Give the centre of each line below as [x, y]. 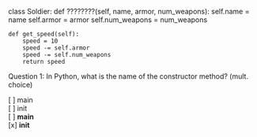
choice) [21, 85]
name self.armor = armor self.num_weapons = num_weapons [108, 20]
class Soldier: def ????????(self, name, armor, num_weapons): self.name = [129, 11]
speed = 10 [40, 41]
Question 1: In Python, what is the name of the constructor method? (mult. [128, 76]
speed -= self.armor [56, 48]
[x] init [19, 125]
